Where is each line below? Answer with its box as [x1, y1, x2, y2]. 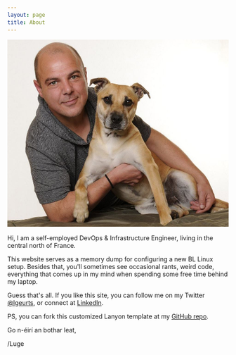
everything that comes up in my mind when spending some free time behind [7, 270, 228, 278]
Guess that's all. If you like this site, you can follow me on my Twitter [7, 291, 205, 299]
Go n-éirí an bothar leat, [7, 325, 77, 334]
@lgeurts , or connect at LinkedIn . [7, 298, 104, 306]
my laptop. [7, 277, 39, 285]
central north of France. [7, 241, 76, 249]
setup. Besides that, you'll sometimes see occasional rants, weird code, [7, 262, 214, 270]
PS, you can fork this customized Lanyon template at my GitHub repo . [7, 312, 209, 320]
